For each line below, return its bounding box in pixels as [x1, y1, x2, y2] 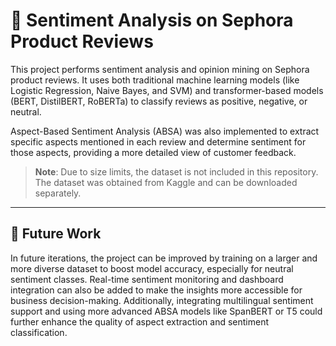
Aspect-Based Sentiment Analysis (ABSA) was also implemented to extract [10, 125, 320, 137]
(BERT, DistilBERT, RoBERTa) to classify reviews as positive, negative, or [10, 95, 308, 107]
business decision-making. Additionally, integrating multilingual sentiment [10, 294, 314, 306]
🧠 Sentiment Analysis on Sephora [10, 9, 294, 32]
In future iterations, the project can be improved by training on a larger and [10, 252, 318, 264]
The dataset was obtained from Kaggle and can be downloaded [34, 176, 298, 188]
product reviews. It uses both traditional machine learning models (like [10, 74, 300, 86]
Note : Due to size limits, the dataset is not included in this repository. [34, 165, 319, 178]
